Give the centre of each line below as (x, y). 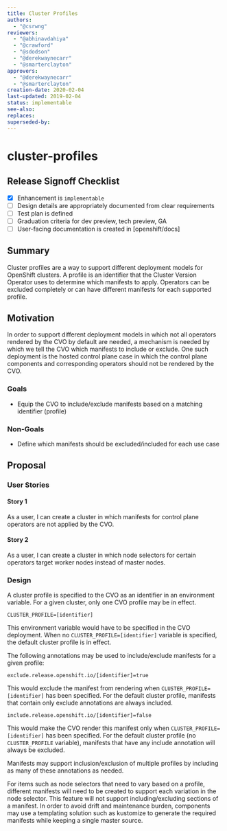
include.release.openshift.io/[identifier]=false (80, 716)
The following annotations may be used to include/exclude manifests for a (111, 656)
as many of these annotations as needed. (65, 771)
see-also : (21, 109)
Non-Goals (26, 429)
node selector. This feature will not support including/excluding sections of (113, 799)
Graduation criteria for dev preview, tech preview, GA (92, 221)
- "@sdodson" (32, 52)
